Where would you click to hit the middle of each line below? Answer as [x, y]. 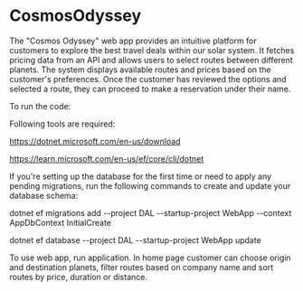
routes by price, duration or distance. [78, 277]
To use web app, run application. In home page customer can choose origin [150, 258]
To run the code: [40, 106]
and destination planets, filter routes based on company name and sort [142, 267]
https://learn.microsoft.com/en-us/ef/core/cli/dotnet [107, 158]
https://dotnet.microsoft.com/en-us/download [95, 141]
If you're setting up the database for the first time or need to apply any [141, 176]
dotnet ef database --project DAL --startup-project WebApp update [136, 239]
